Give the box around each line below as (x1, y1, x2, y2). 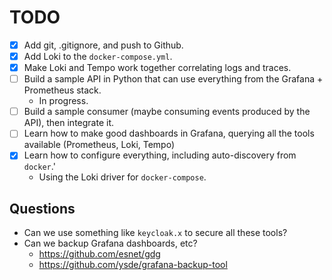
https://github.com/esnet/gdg (38, 248, 161, 260)
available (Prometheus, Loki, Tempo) (23, 139, 176, 151)
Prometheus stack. (23, 84, 102, 96)
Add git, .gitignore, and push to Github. (23, 39, 184, 51)
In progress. (38, 95, 89, 107)
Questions (9, 200, 76, 217)
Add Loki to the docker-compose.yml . (23, 51, 173, 62)
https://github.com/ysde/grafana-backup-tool (38, 259, 228, 271)
